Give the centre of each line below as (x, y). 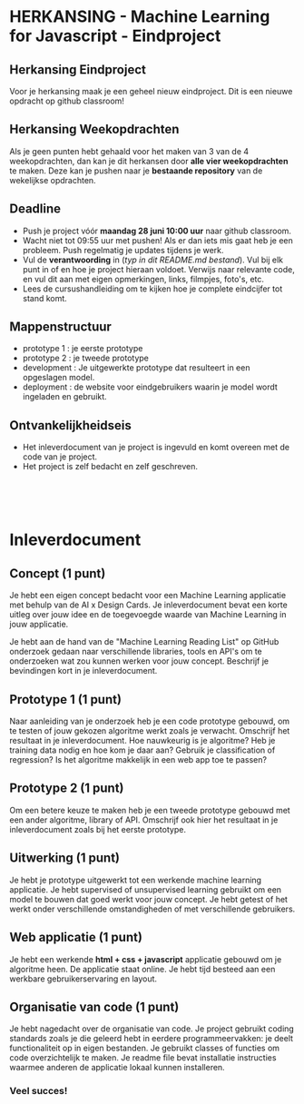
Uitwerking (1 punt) (65, 858)
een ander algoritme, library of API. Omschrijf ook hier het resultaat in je (144, 820)
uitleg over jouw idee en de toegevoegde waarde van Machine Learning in (148, 615)
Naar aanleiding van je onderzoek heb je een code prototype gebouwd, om (150, 721)
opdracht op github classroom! (67, 101)
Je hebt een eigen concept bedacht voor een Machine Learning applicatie (148, 596)
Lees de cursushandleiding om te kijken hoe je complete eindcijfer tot (152, 289)
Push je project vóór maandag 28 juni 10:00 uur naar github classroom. (157, 231)
